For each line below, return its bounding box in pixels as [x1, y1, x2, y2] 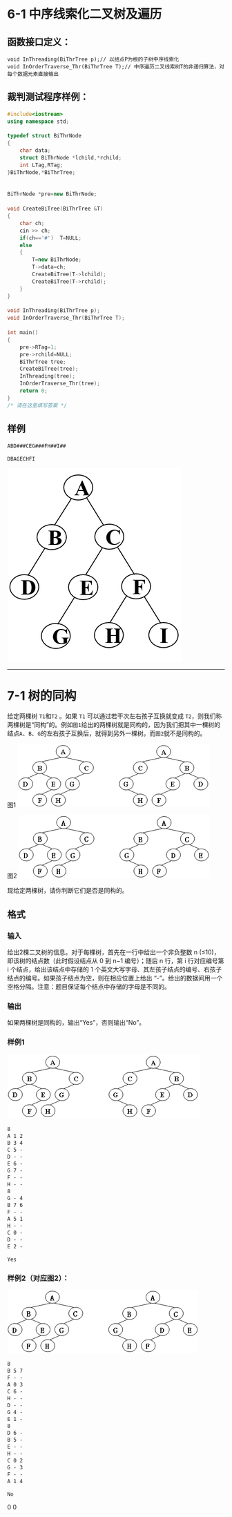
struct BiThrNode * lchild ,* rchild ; [19, 155, 122, 162]
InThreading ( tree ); [19, 373, 76, 380]
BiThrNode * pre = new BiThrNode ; [7, 191, 97, 197]
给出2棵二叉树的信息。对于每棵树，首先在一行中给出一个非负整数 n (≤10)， [7, 948, 220, 956]
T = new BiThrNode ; [32, 256, 81, 263]
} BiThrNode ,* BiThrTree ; [7, 168, 76, 176]
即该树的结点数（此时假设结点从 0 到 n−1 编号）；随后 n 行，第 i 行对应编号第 [7, 957, 224, 965]
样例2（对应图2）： [7, 1273, 70, 1283]
